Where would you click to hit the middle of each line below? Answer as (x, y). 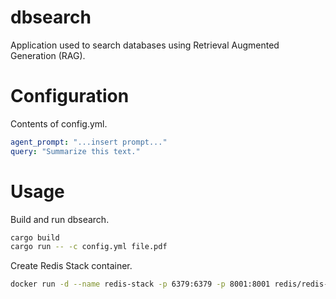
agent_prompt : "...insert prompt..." (89, 142)
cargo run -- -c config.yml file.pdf (89, 247)
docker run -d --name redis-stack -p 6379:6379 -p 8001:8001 (140, 284)
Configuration (70, 96)
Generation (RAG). (48, 55)
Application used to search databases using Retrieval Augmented (145, 45)
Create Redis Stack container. (71, 266)
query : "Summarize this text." (75, 151)
